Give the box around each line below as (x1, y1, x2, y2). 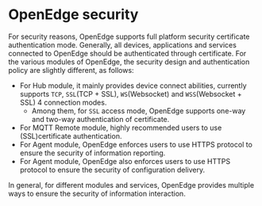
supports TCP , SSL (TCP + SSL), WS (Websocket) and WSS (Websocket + (19, 89, 242, 98)
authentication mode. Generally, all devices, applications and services (8, 40, 237, 49)
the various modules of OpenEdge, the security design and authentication (8, 57, 250, 67)
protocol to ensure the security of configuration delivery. (19, 165, 205, 174)
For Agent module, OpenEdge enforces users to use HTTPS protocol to (19, 139, 252, 149)
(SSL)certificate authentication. (19, 131, 122, 140)
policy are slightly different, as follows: (8, 65, 134, 74)
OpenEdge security (8, 6, 139, 24)
